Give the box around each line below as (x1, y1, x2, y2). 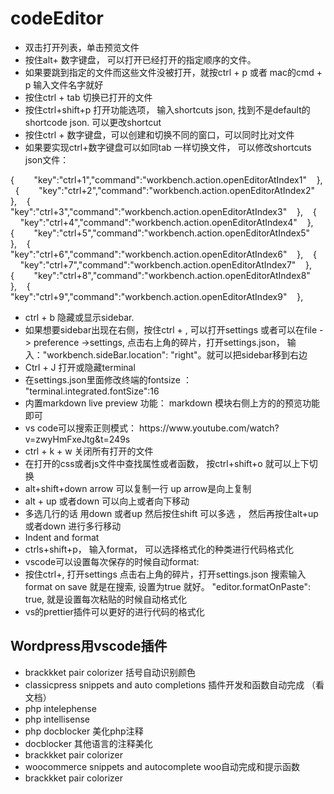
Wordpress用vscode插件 (10, 638, 168, 655)
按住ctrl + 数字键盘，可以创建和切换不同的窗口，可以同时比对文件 (24, 128, 295, 141)
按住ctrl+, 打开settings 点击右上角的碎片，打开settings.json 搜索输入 (24, 568, 307, 580)
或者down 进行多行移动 (24, 520, 122, 532)
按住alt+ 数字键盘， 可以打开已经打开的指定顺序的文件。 (24, 53, 257, 66)
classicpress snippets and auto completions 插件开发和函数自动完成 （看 (24, 678, 325, 691)
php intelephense (24, 702, 97, 714)
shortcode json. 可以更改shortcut (24, 116, 162, 128)
